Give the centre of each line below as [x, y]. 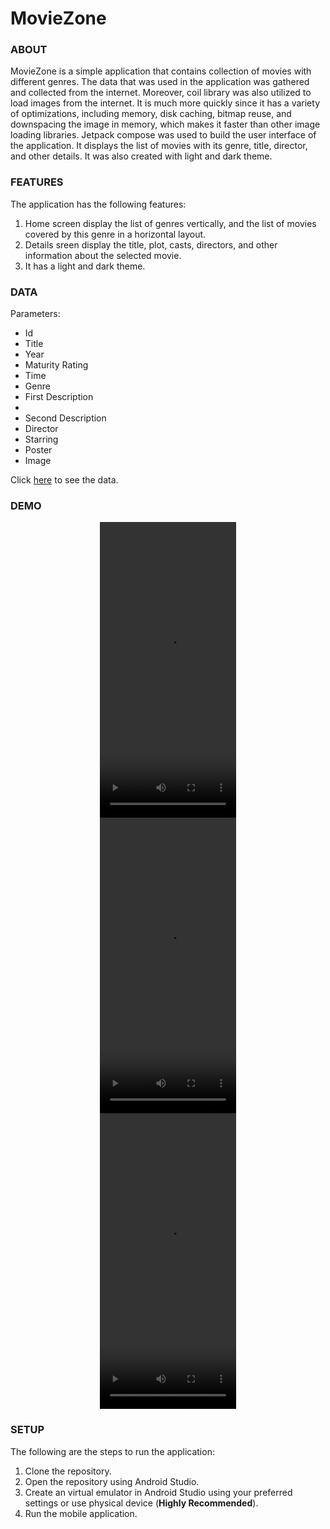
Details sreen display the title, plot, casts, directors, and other [151, 244]
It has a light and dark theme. [85, 266]
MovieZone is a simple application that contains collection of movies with [161, 71]
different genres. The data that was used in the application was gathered [160, 82]
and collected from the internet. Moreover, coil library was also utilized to [161, 93]
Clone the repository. [68, 1471]
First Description [59, 397]
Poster [38, 450]
